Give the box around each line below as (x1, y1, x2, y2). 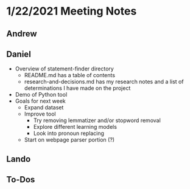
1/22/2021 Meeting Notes (6, 4, 137, 18)
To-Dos (6, 174, 35, 185)
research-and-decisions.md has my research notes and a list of (24, 78, 184, 86)
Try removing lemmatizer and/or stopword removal (33, 117, 161, 124)
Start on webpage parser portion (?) (24, 136, 114, 143)
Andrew (6, 29, 38, 39)
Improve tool (24, 111, 56, 118)
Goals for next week (15, 97, 66, 105)
